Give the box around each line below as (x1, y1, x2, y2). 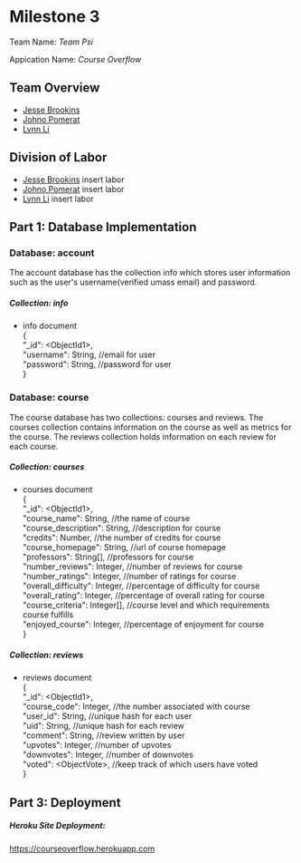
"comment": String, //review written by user (22, 730, 185, 741)
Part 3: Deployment (9, 795, 121, 810)
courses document (22, 484, 93, 495)
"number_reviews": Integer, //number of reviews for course (22, 561, 243, 572)
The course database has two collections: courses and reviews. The (9, 412, 264, 422)
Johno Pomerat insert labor (22, 183, 125, 194)
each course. (9, 441, 59, 451)
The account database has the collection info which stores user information (9, 267, 291, 278)
